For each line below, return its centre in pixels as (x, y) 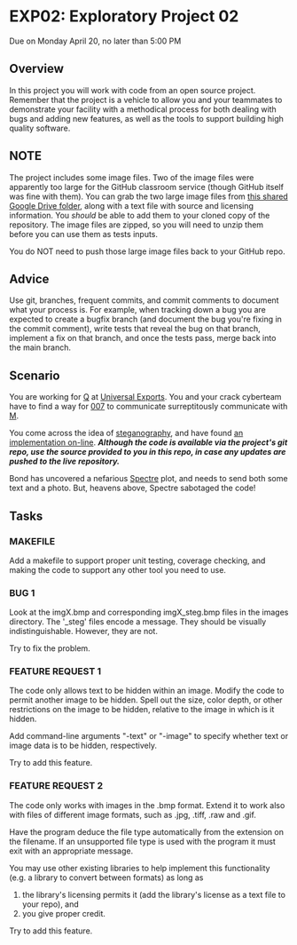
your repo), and (51, 904)
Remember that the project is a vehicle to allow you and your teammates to (146, 99)
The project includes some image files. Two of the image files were (132, 177)
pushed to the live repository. (64, 461)
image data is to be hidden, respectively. (83, 746)
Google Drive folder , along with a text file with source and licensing (132, 205)
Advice (29, 278)
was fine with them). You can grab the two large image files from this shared (148, 196)
